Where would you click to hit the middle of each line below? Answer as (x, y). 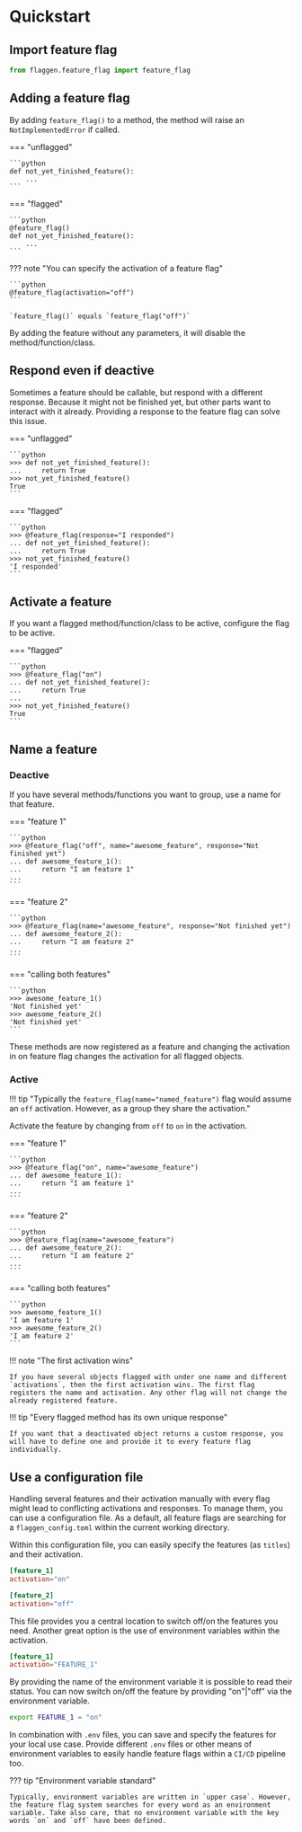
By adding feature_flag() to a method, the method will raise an (127, 119)
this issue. (28, 420)
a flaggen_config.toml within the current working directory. (120, 1527)
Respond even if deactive (82, 371)
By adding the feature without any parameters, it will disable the (127, 332)
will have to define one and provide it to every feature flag (130, 1442)
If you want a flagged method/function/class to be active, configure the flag (150, 624)
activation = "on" (40, 1579)
